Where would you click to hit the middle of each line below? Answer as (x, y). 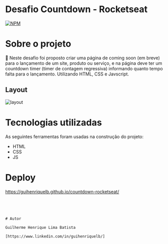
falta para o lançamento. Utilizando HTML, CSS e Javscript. (67, 74)
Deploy (20, 177)
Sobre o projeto (38, 44)
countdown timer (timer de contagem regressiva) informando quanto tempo (84, 68)
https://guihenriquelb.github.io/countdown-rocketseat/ (62, 191)
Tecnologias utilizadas (54, 122)
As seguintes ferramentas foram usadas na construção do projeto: (74, 136)
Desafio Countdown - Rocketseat (76, 9)
